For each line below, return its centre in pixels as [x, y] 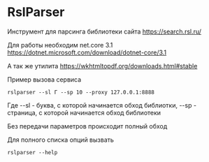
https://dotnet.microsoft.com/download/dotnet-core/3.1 [87, 52]
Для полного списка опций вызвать [60, 140]
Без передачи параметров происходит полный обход [87, 126]
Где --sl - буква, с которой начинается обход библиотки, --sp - [102, 105]
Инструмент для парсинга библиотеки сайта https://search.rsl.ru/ [104, 31]
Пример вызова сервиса [44, 79]
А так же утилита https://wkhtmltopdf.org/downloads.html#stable [102, 66]
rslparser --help [33, 152]
